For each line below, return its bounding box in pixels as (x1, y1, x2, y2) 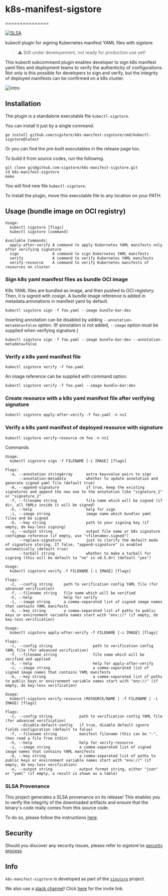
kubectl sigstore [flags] (10, 225, 64, 230)
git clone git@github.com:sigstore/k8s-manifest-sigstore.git (5, 165, 138, 170)
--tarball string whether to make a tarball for (18, 551, 151, 556)
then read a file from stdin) (5, 736, 69, 741)
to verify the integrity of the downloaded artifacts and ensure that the (5, 799, 148, 805)
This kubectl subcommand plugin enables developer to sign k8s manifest (5, 59, 156, 65)
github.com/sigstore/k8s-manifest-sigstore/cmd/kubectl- (30, 132, 151, 137)
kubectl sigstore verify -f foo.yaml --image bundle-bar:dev (5, 383, 136, 388)
